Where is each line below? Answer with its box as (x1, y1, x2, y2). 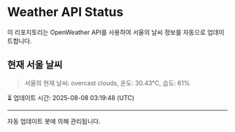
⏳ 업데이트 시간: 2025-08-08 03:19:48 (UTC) (7, 93, 135, 101)
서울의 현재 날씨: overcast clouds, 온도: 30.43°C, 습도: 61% (24, 79, 190, 87)
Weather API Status (7, 4, 124, 20)
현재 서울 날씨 (7, 59, 63, 71)
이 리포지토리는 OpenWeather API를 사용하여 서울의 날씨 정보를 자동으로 (7, 28, 206, 36)
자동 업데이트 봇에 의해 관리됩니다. (7, 117, 101, 125)
